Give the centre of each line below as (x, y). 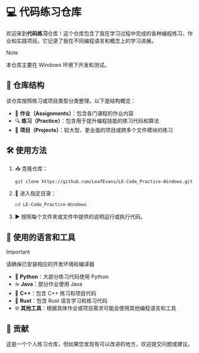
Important (18, 252)
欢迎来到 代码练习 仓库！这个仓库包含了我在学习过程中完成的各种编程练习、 (97, 33)
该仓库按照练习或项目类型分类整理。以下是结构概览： (71, 101)
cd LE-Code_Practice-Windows (51, 205)
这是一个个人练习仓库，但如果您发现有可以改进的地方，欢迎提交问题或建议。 (99, 344)
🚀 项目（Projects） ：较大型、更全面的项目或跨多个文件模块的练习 (94, 130)
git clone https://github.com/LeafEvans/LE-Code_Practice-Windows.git (104, 181)
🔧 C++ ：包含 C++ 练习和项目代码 (55, 293)
